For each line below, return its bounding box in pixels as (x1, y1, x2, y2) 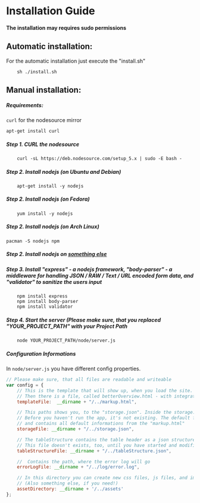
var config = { (6, 382, 44, 388)
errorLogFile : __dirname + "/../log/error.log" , (17, 464, 140, 470)
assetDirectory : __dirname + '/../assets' (17, 486, 124, 492)
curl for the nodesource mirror (6, 116, 82, 123)
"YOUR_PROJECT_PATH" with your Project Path (6, 323, 128, 330)
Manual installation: (6, 85, 82, 95)
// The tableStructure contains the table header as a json (17, 436, 169, 443)
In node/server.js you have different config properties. (6, 365, 141, 373)
